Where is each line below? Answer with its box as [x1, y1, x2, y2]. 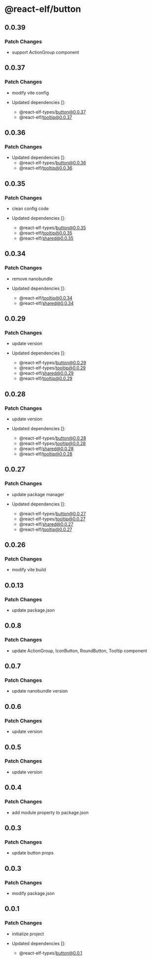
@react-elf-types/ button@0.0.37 [19, 109, 86, 115]
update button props [11, 850, 54, 856]
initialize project [11, 931, 44, 937]
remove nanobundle [11, 276, 53, 282]
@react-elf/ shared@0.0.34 [19, 300, 74, 306]
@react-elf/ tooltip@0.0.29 [19, 375, 73, 382]
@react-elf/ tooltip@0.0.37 [19, 114, 73, 120]
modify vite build [11, 567, 46, 573]
